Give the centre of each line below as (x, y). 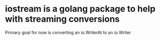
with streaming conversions (62, 19)
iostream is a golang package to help (80, 9)
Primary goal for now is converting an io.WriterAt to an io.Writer (68, 32)
